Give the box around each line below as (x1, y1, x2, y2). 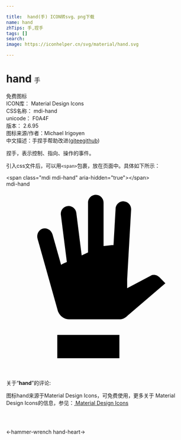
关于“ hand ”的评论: (6, 379, 51, 386)
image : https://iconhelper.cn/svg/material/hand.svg (6, 42, 139, 47)
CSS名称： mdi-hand (6, 107, 57, 114)
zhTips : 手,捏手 (6, 25, 44, 31)
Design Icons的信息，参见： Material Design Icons (6, 399, 129, 406)
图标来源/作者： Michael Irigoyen (6, 129, 85, 136)
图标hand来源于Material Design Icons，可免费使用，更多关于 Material (6, 392, 176, 399)
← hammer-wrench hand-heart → (6, 428, 86, 435)
